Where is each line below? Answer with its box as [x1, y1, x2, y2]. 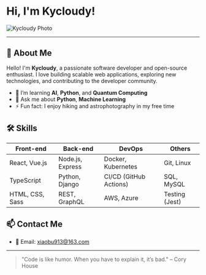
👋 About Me [6, 48, 52, 59]
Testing [164, 189, 186, 198]
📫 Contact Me [6, 219, 63, 229]
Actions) [104, 180, 129, 188]
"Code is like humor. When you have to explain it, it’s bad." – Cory [21, 255, 187, 263]
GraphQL [58, 197, 85, 206]
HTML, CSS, [9, 189, 45, 198]
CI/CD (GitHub [104, 172, 146, 181]
